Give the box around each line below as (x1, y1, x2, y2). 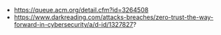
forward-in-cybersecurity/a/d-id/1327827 (13, 21, 134, 28)
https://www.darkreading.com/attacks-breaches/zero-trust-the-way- (13, 13, 214, 21)
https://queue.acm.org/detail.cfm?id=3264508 (13, 6, 149, 14)
